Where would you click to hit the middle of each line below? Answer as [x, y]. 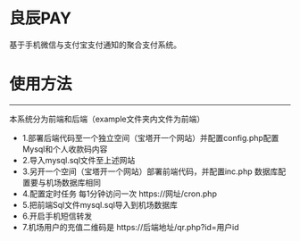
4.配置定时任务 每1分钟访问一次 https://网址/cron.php [119, 194]
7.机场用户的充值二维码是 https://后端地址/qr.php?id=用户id [130, 227]
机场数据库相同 [73, 182]
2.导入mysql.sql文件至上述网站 [79, 160]
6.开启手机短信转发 [57, 216]
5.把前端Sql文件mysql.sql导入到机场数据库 [100, 204]
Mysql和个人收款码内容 [65, 149]
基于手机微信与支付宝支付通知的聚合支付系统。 [95, 45]
